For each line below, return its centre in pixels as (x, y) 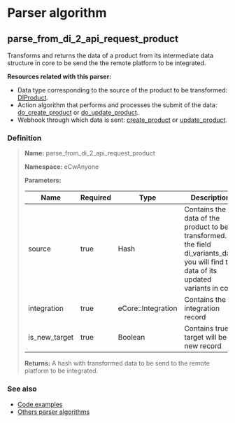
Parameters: (43, 181)
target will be (206, 338)
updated (198, 279)
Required (96, 197)
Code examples (40, 404)
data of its (201, 271)
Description (211, 197)
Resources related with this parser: (59, 76)
